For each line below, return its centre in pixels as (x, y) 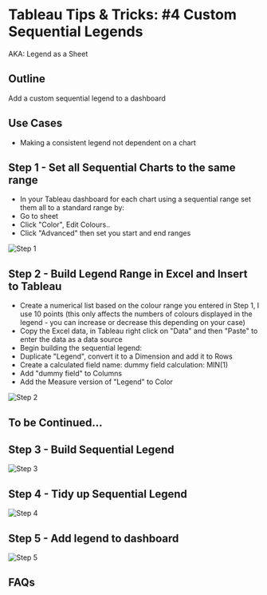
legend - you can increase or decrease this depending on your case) (132, 323)
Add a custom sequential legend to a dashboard (87, 98)
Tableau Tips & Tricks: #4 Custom (122, 15)
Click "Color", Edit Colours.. (65, 224)
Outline (27, 79)
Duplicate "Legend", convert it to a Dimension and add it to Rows (126, 356)
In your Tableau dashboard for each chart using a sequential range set (135, 199)
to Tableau (35, 286)
